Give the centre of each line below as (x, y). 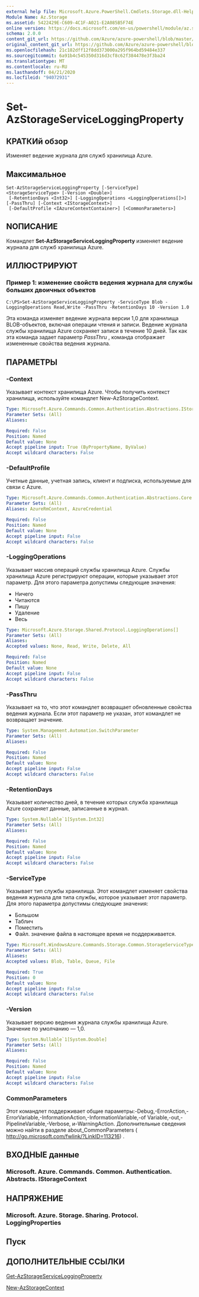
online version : (26, 28)
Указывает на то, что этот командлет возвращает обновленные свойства (99, 707)
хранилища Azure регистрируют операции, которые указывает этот (92, 576)
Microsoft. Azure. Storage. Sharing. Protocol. (72, 1215)
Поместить (29, 928)
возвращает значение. (35, 719)
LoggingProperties (34, 1222)
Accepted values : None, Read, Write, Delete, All (69, 646)
